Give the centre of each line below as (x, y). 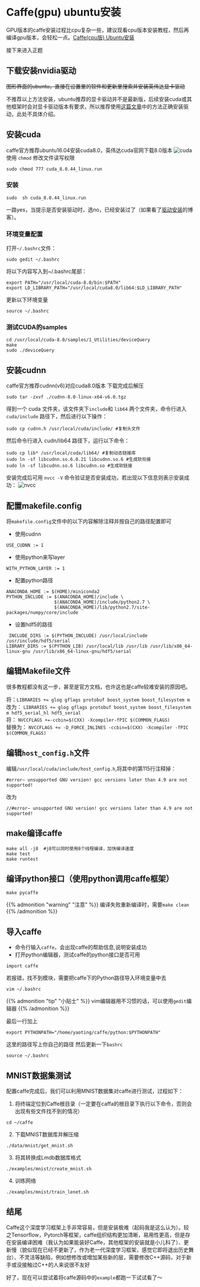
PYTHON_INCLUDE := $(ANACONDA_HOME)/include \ (65, 597)
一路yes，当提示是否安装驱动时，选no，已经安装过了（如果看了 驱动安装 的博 (100, 209)
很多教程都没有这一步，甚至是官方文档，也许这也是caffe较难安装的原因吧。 (99, 687)
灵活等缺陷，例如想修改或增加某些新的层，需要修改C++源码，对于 (105, 1257)
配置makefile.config (44, 506)
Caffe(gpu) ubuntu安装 (64, 12)
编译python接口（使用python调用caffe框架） (90, 878)
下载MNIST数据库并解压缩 (47, 1134)
